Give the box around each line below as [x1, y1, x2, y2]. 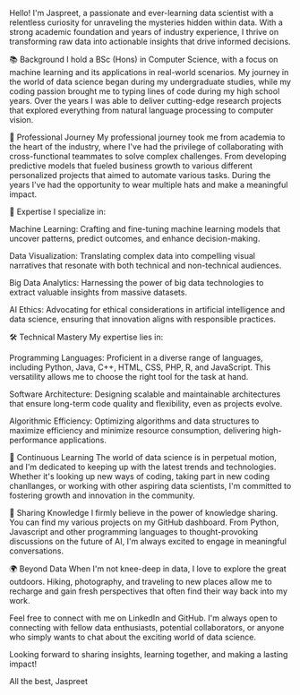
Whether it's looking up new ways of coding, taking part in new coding [9, 471, 270, 482]
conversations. [9, 545, 64, 556]
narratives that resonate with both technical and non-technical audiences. [9, 260, 282, 270]
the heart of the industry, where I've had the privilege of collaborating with [9, 142, 284, 151]
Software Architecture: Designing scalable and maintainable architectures [9, 389, 281, 399]
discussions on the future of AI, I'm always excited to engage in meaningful [9, 536, 287, 546]
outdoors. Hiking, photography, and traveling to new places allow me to [9, 577, 272, 587]
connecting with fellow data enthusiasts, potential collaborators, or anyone [9, 622, 285, 632]
